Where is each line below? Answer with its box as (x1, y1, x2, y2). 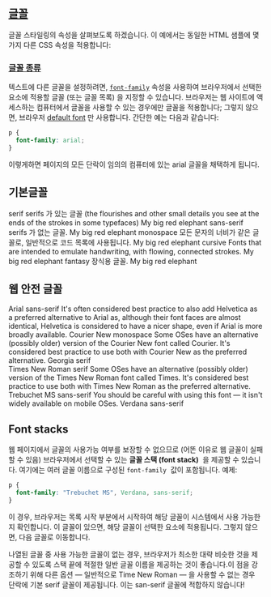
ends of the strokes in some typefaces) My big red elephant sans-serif (8, 217, 244, 228)
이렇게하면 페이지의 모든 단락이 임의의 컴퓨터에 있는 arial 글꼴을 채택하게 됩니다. (8, 160, 260, 169)
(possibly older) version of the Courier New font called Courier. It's (8, 339, 231, 348)
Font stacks (8, 422, 69, 436)
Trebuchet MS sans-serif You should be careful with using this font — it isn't (8, 390, 263, 400)
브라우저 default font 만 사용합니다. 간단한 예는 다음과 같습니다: (19, 113, 219, 122)
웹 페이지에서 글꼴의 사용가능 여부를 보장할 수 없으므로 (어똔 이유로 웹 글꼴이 (8, 445, 248, 454)
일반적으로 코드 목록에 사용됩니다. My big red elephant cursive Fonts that (25, 237, 262, 247)
